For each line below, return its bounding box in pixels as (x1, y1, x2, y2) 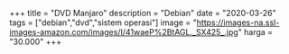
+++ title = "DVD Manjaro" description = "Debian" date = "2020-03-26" (9, 8, 277, 18)
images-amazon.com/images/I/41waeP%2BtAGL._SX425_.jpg (9, 27, 239, 37)
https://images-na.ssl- (196, 17, 280, 28)
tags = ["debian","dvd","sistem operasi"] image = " (9, 17, 197, 28)
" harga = (238, 27, 274, 37)
